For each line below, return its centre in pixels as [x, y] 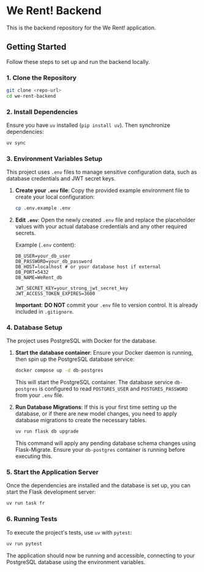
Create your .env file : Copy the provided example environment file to [102, 190]
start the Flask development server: [51, 492]
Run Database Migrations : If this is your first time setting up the [96, 407]
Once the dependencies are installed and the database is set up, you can [99, 485]
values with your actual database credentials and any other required [101, 226]
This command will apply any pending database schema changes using [105, 443]
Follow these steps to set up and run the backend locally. [78, 61]
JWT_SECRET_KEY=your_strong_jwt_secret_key [72, 288]
